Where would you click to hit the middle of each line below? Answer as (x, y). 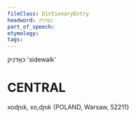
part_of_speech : (31, 27)
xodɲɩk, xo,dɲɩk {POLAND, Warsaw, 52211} (68, 107)
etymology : (23, 33)
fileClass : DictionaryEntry (48, 14)
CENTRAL (36, 88)
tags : (15, 40)
